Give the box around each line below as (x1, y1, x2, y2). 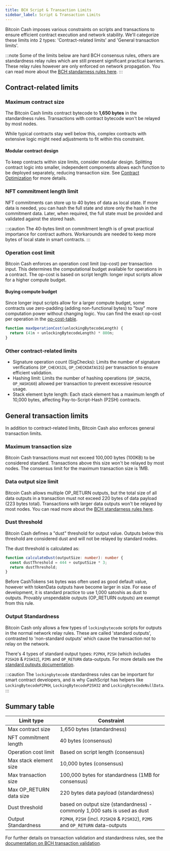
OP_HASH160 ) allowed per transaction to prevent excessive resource (12, 380, 152, 387)
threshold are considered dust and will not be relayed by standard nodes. (5, 535, 158, 542)
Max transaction (8, 772, 47, 779)
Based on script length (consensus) (60, 749, 145, 756)
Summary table (5, 702, 55, 711)
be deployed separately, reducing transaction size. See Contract (5, 170, 140, 176)
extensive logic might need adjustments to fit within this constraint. (5, 136, 145, 142)
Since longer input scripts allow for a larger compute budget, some (5, 300, 145, 306)
